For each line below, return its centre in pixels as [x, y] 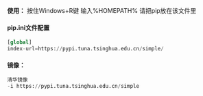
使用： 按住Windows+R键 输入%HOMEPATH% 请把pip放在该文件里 [102, 11]
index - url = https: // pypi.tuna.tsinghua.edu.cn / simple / [86, 49]
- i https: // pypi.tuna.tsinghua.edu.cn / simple [73, 86]
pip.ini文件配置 [28, 27]
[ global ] [20, 43]
